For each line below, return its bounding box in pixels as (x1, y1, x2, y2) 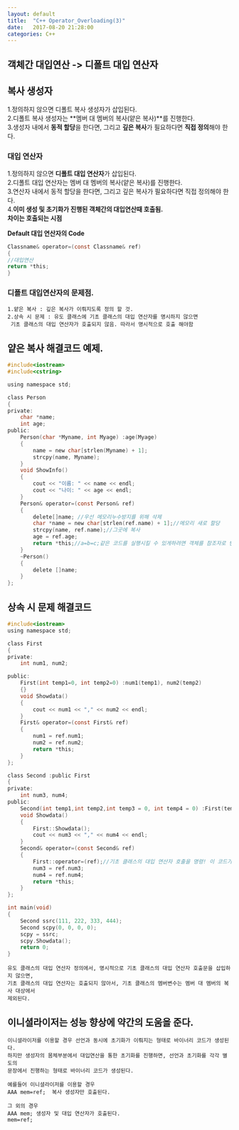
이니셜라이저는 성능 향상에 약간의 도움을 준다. (7, 1016, 194, 1028)
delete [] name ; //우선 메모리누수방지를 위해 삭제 (33, 513, 162, 521)
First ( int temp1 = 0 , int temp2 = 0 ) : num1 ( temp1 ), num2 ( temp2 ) (20, 679, 202, 687)
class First (7, 640, 43, 647)
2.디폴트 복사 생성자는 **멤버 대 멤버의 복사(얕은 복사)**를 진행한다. (7, 114, 196, 123)
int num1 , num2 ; (20, 660, 69, 667)
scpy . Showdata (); (20, 937, 72, 945)
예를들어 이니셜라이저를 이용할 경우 (7, 1081, 95, 1088)
